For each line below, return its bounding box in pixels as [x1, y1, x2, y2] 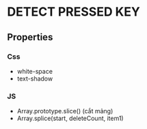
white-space [16, 67, 53, 75]
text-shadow [16, 74, 53, 83]
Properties [7, 31, 53, 43]
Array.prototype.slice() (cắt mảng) [16, 107, 113, 115]
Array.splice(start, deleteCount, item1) [16, 114, 124, 123]
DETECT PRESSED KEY [7, 4, 140, 20]
